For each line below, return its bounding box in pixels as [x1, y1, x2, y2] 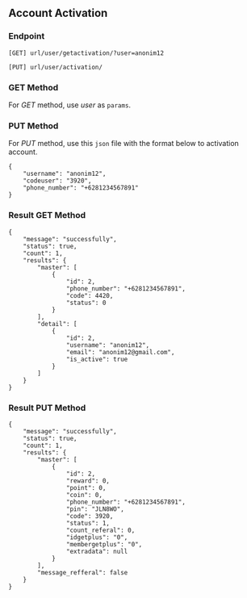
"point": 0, [65, 483, 107, 491]
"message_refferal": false [37, 568, 128, 576]
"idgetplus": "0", [65, 533, 128, 542]
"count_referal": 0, [65, 526, 136, 534]
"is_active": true [65, 355, 128, 363]
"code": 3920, [65, 512, 114, 520]
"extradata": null [65, 547, 128, 555]
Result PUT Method [8, 402, 86, 413]
